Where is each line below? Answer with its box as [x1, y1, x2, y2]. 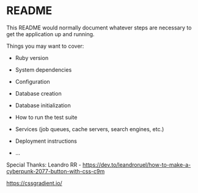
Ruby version [15, 54, 49, 61]
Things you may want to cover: [6, 42, 84, 50]
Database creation [15, 89, 62, 97]
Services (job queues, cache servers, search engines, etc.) [15, 125, 164, 132]
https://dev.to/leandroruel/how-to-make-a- [82, 161, 191, 168]
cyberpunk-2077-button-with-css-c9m [6, 167, 105, 175]
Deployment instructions [15, 137, 78, 145]
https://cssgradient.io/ [6, 179, 62, 187]
